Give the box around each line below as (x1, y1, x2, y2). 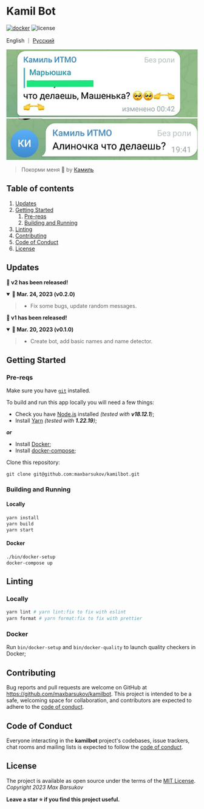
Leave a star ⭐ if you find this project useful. (6, 796, 120, 803)
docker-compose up (6, 560, 53, 566)
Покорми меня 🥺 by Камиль (21, 166, 94, 174)
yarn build (6, 521, 34, 527)
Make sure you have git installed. (6, 387, 91, 394)
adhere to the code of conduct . (6, 703, 84, 711)
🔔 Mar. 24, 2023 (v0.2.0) (12, 290, 75, 298)
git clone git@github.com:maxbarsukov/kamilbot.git (6, 471, 140, 477)
